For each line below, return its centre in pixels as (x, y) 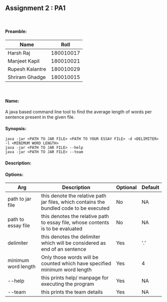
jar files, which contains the (73, 202)
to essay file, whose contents (75, 223)
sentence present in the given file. (40, 117)
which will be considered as (73, 243)
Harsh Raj (19, 53)
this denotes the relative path (75, 217)
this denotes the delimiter (71, 237)
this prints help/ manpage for (75, 278)
